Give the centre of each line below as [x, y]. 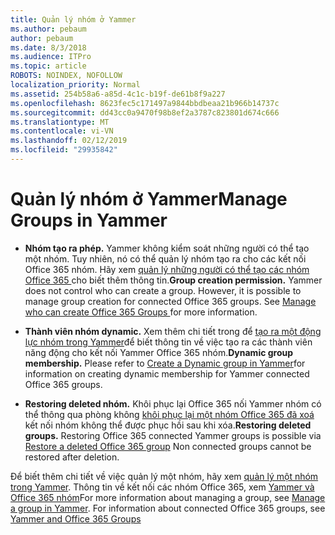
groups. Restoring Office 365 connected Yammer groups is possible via [173, 435]
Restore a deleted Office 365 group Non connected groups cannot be [168, 446]
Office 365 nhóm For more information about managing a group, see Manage [168, 497]
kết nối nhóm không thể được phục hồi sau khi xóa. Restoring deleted [168, 425]
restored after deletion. [72, 457]
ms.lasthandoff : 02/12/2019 [69, 141]
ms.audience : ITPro [51, 57]
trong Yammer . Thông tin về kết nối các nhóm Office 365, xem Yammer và [162, 487]
